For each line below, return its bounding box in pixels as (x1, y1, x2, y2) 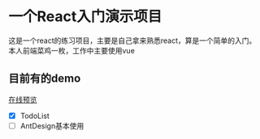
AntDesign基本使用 (19, 120, 84, 130)
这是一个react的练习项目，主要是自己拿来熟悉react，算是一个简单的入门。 (8, 36, 257, 45)
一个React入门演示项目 (8, 7, 162, 26)
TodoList (19, 111, 50, 120)
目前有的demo (8, 72, 81, 86)
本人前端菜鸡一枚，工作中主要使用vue (8, 45, 136, 55)
